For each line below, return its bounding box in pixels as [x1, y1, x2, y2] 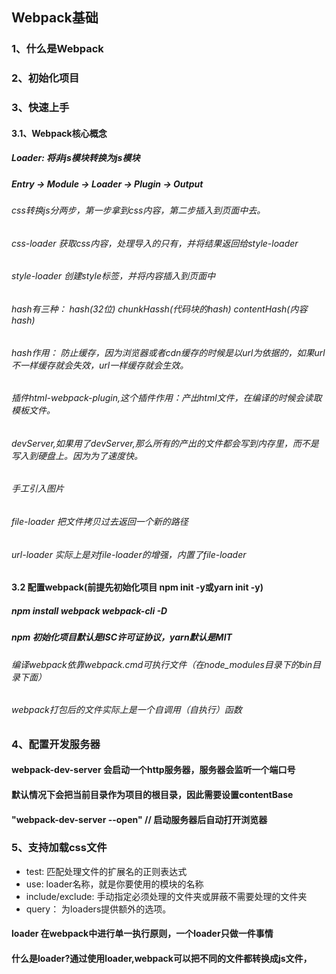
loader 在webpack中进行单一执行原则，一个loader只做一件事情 [11, 928, 274, 940]
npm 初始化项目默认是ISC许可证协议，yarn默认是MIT [11, 631, 233, 643]
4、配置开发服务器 [11, 737, 101, 751]
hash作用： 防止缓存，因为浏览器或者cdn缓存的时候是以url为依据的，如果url [11, 346, 326, 358]
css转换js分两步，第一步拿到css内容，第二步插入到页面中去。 [11, 204, 266, 217]
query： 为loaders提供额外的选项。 [25, 903, 172, 915]
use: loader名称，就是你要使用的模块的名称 [25, 878, 204, 890]
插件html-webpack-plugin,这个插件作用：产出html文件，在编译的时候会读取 [11, 392, 323, 404]
